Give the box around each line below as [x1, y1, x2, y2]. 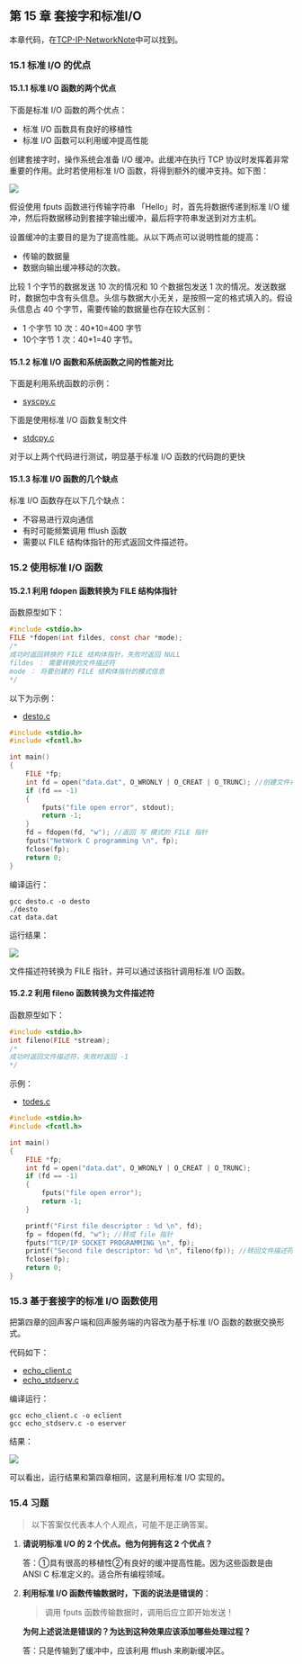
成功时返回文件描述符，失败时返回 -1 [9, 1052, 129, 1062]
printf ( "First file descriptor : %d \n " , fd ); [25, 1221, 203, 1230]
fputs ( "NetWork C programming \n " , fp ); [25, 836, 179, 846]
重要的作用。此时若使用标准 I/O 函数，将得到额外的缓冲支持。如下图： [9, 165, 270, 175]
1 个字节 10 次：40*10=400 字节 [22, 322, 142, 333]
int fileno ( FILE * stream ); [9, 1036, 111, 1045]
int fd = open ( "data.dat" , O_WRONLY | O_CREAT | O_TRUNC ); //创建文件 [25, 778, 290, 787]
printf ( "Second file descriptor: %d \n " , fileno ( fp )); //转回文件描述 [25, 1246, 288, 1255]
